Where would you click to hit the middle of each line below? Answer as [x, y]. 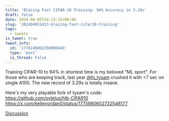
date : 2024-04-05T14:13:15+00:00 [41, 19]
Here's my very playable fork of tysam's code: [54, 93]
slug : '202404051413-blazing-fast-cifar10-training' [62, 24]
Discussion [17, 113]
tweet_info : [18, 43]
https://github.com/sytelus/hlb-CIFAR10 [47, 98]
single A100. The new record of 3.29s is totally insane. [62, 83]
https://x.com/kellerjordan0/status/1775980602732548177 [67, 104]
